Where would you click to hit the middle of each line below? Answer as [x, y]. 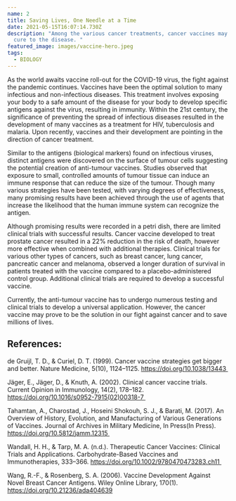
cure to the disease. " [48, 40]
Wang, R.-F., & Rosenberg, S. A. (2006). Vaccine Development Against [109, 475]
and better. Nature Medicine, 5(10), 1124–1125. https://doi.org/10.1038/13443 [117, 368]
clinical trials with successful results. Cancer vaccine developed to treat [111, 233]
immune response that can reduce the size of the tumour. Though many [111, 183]
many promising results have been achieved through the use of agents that [116, 197]
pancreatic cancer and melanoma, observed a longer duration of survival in [116, 263]
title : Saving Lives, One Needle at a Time [72, 20]
